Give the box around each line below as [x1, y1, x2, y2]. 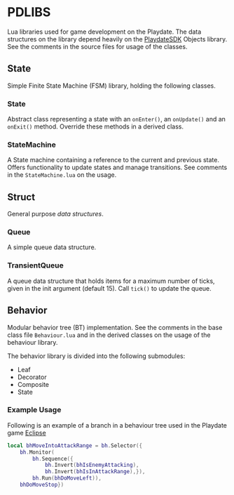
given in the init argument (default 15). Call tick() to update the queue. [7, 284, 212, 292]
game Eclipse [7, 428, 47, 437]
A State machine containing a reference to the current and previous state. [7, 156, 219, 164]
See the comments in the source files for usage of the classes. [7, 42, 188, 51]
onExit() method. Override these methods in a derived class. [7, 122, 184, 131]
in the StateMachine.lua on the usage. [7, 171, 117, 179]
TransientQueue [7, 260, 64, 270]
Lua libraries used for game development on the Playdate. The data [7, 27, 202, 36]
